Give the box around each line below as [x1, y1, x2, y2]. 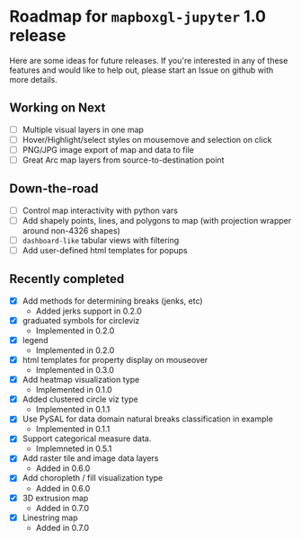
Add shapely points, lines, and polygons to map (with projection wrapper [22, 215, 292, 226]
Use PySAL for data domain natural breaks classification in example [22, 413, 274, 424]
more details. [9, 74, 58, 84]
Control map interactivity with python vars [22, 205, 178, 216]
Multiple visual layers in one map [22, 124, 144, 135]
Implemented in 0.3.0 [35, 365, 115, 376]
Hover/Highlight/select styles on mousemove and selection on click [22, 134, 272, 145]
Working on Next [9, 101, 106, 116]
